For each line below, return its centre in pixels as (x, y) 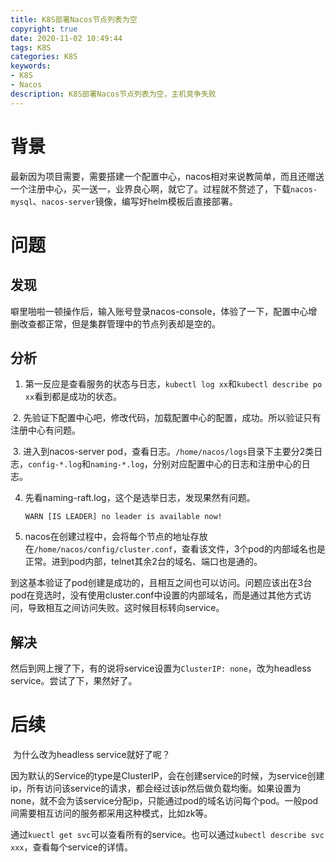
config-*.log (55, 465)
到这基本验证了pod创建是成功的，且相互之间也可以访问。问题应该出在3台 (161, 583)
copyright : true (44, 29)
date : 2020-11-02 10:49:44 (66, 38)
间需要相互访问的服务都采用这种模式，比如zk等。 (111, 813)
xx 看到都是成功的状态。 (73, 397)
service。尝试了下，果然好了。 (74, 681)
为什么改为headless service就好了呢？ (91, 755)
